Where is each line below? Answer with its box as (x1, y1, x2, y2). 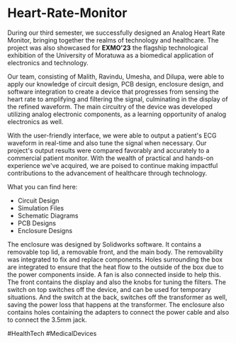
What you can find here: (7, 182, 78, 191)
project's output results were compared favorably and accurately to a (7, 146, 210, 154)
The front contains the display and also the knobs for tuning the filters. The (7, 278, 227, 286)
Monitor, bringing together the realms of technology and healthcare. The (7, 35, 219, 44)
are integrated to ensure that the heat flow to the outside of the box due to (7, 262, 225, 271)
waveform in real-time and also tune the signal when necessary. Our (7, 138, 207, 147)
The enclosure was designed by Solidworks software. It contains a (7, 240, 202, 249)
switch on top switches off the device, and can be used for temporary (7, 285, 211, 293)
